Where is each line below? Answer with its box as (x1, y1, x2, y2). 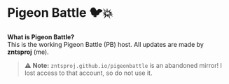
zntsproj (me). (7, 48, 49, 56)
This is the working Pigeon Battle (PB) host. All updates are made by (7, 40, 204, 48)
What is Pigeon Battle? (7, 32, 75, 41)
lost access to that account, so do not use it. (24, 69, 153, 77)
